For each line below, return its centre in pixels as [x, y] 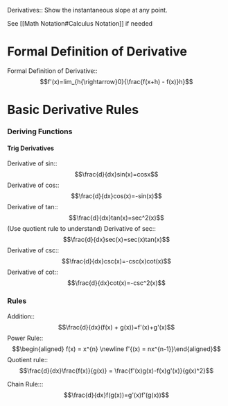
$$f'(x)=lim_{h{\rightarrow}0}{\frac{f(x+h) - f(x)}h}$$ [116, 81]
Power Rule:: [25, 338]
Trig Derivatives [30, 148]
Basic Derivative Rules [73, 110]
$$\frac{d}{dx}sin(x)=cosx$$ [116, 174]
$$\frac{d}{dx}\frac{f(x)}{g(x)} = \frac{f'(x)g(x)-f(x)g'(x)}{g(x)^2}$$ [116, 371]
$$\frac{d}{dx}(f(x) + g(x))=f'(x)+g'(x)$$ [116, 327]
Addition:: [21, 316]
